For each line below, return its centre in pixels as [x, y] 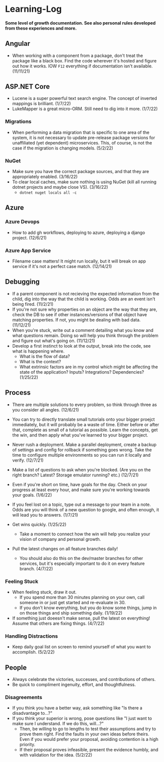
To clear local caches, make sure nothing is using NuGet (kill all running [84, 182]
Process [18, 393]
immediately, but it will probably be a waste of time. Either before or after [85, 424]
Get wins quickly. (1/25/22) [39, 524]
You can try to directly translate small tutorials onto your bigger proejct [83, 419]
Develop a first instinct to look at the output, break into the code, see [81, 346]
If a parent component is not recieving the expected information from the [86, 293]
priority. [27, 745]
